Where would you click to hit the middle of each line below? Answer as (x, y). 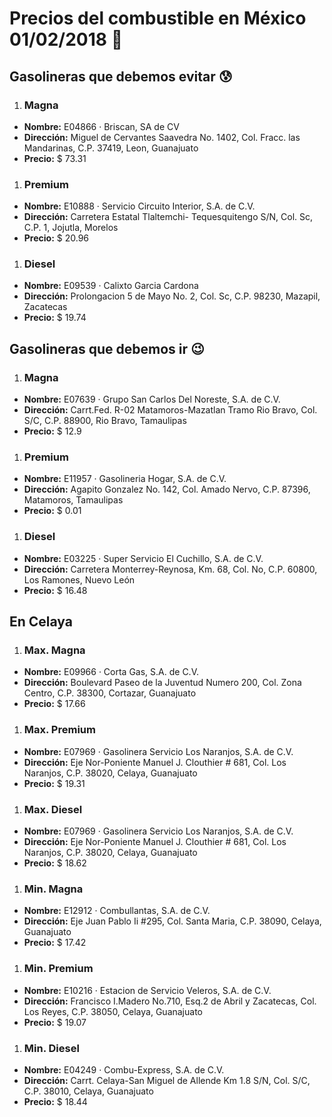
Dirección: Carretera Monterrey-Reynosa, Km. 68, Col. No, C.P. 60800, (170, 569)
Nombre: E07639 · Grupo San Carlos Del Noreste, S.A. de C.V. (152, 399)
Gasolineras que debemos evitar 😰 (121, 76)
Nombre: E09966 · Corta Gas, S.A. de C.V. (111, 672)
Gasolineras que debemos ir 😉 (107, 348)
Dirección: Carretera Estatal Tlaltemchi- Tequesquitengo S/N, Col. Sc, (168, 217)
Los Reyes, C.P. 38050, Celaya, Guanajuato (113, 1011)
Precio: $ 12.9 (52, 431)
